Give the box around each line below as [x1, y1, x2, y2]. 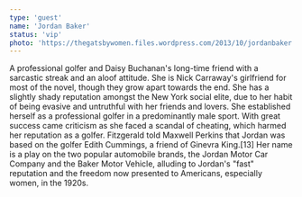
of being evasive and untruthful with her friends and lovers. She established [9, 101, 291, 112]
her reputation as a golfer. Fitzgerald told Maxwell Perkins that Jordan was [9, 130, 286, 140]
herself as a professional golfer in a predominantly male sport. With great [9, 111, 281, 121]
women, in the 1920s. [9, 177, 88, 189]
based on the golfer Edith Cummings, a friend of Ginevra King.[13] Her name [9, 139, 293, 150]
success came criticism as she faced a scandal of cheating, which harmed [9, 121, 287, 131]
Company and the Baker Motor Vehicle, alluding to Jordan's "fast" [9, 158, 255, 169]
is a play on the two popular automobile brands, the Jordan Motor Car [9, 149, 269, 160]
